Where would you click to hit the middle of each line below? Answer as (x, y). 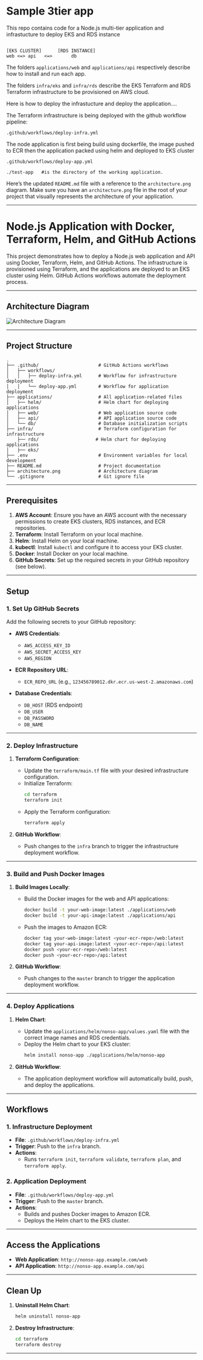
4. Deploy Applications (40, 1006)
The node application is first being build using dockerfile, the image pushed (100, 144)
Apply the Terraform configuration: (67, 812)
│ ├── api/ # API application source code (92, 418)
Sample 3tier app (50, 11)
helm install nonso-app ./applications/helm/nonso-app (94, 1055)
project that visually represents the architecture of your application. (90, 196)
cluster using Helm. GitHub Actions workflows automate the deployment (96, 275)
